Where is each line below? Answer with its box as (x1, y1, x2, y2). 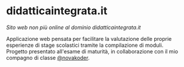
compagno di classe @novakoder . (6, 54, 90, 61)
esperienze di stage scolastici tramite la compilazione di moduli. (6, 42, 164, 49)
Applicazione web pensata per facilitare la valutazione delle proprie (6, 35, 172, 42)
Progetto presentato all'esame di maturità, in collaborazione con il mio (6, 47, 178, 55)
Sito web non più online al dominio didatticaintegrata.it (6, 24, 142, 31)
